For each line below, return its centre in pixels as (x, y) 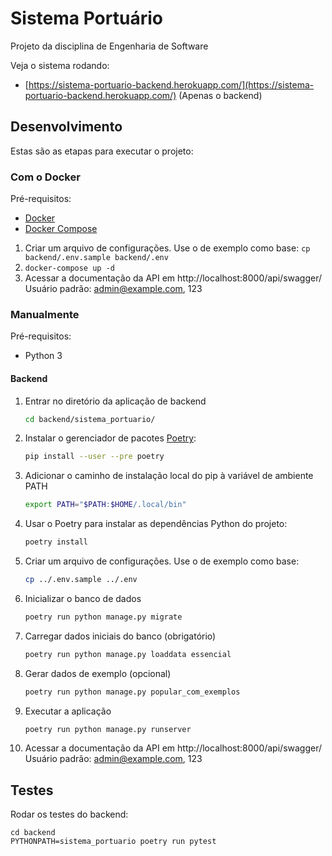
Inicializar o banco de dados (83, 598)
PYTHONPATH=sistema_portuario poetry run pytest (113, 842)
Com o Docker (45, 177)
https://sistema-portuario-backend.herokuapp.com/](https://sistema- (171, 84)
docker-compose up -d (69, 268)
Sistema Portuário (86, 18)
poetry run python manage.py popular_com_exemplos (132, 692)
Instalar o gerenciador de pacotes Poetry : (110, 438)
